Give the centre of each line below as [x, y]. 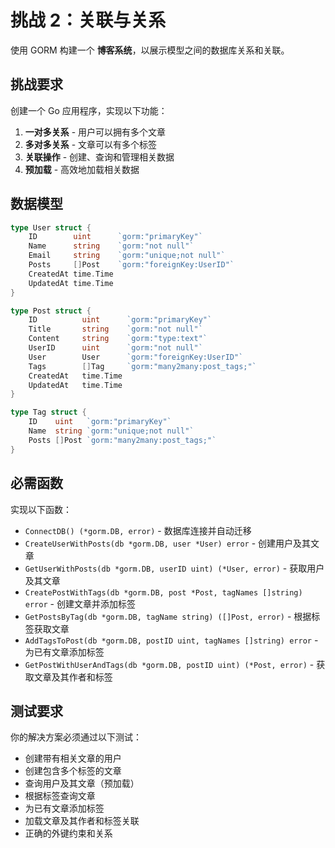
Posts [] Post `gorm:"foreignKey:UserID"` [131, 265]
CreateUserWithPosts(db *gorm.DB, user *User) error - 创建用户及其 [168, 543]
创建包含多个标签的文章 [73, 771]
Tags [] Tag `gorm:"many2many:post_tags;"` [142, 366]
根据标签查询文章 [60, 796]
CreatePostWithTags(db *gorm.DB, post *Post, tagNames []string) [163, 592]
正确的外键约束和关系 [68, 833]
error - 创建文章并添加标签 [80, 603]
